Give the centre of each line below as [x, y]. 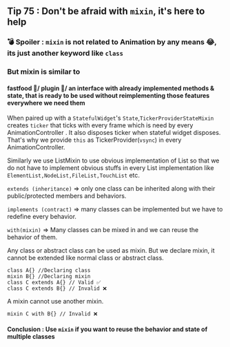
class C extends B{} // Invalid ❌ [57, 288]
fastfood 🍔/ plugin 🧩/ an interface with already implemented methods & [111, 88]
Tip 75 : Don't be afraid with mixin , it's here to [106, 11]
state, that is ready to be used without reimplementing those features [108, 95]
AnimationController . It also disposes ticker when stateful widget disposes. [114, 133]
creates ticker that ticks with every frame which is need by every [100, 125]
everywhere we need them [46, 103]
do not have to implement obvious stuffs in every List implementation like [111, 168]
